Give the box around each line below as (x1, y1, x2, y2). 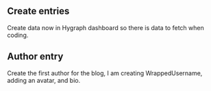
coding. (7, 31, 29, 39)
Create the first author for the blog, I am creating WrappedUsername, (7, 68, 203, 77)
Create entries (7, 5, 70, 17)
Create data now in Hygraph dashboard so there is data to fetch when (7, 23, 204, 31)
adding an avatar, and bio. (7, 76, 81, 84)
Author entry (7, 51, 64, 62)
